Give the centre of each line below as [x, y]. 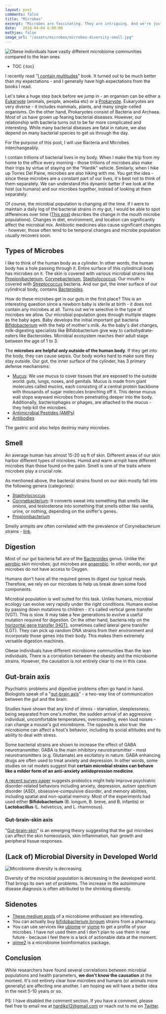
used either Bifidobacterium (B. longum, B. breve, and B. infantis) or [75, 802]
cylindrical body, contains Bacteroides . [45, 289]
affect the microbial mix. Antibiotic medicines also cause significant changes [83, 225]
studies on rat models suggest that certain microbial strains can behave [79, 766]
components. [19, 589]
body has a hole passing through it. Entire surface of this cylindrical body [80, 268]
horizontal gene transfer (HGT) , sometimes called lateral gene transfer [77, 625]
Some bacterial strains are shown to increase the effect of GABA [71, 745]
